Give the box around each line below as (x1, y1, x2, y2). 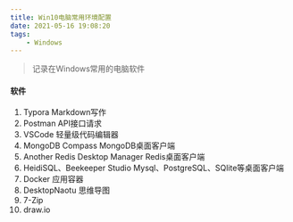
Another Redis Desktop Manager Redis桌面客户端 (22, 152, 205, 162)
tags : (10, 29, 30, 38)
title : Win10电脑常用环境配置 (10, 12, 113, 22)
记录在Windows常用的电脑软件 (31, 63, 146, 74)
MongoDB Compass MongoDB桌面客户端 (22, 140, 176, 152)
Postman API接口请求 (22, 118, 102, 129)
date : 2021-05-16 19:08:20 (10, 21, 111, 30)
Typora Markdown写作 (22, 107, 106, 118)
